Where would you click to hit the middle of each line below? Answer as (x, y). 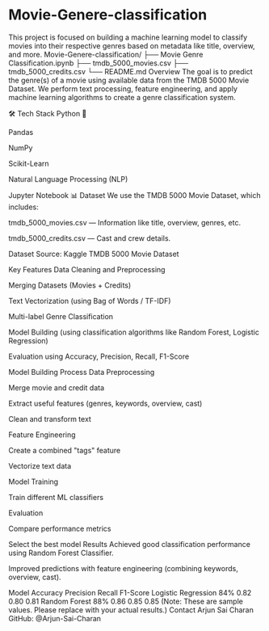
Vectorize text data (40, 465)
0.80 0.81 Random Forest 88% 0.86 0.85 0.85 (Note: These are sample (126, 601)
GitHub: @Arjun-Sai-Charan (55, 618)
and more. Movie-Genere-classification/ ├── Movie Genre (106, 54)
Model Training (34, 482)
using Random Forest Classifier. (61, 553)
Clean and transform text (50, 419)
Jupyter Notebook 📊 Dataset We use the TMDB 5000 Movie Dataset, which (134, 195)
